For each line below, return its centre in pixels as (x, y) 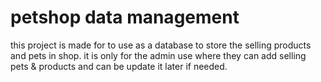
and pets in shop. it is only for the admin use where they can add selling (158, 55)
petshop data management (125, 17)
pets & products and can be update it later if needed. (119, 66)
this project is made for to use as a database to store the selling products (161, 45)
